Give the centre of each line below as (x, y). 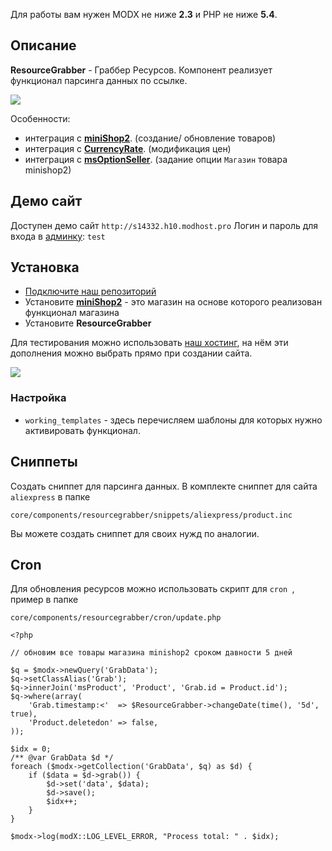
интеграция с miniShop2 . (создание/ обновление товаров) (150, 138)
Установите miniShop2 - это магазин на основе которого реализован (173, 302)
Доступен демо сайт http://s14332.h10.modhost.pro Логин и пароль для (164, 225)
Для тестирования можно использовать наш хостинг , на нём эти (149, 343)
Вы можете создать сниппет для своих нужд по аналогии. (135, 533)
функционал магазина (72, 313)
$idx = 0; (31, 749)
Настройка (38, 398)
